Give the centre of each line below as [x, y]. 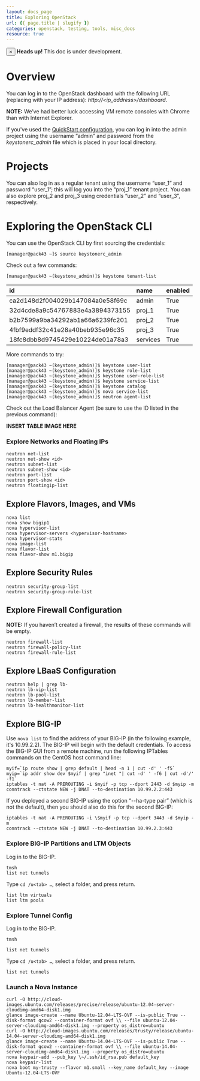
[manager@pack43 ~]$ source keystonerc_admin [64, 254]
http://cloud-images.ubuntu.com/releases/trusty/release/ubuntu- [111, 1031]
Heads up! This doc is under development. [69, 52]
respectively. [22, 202]
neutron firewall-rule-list [41, 652]
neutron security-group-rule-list [49, 591]
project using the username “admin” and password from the [80, 136]
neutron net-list [28, 454]
